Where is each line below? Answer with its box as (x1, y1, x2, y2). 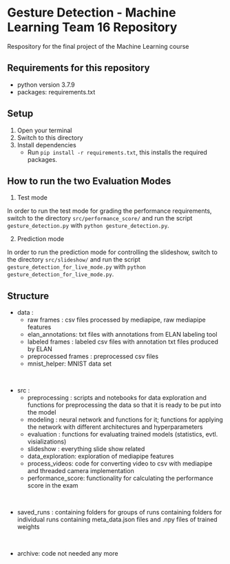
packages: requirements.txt (17, 87, 96, 96)
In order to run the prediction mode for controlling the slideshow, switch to (7, 248, 218, 256)
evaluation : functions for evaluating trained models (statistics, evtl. (27, 430, 218, 439)
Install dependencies (17, 140, 77, 149)
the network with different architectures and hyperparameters (27, 423, 203, 431)
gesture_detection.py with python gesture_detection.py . (7, 222, 170, 230)
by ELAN (27, 345, 53, 353)
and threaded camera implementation (27, 467, 134, 475)
